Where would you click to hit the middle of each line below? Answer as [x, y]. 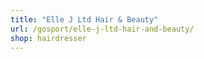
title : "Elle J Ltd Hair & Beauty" [84, 19]
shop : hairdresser [48, 38]
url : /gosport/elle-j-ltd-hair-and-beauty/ [102, 29]
